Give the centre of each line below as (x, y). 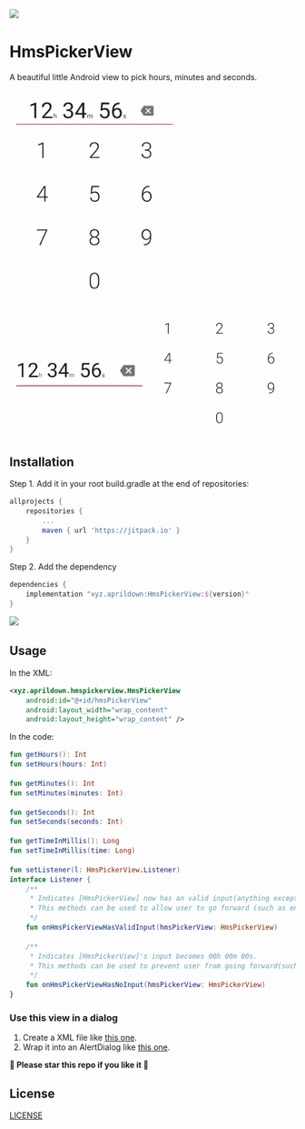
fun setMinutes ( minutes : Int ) (67, 793)
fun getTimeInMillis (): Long (64, 842)
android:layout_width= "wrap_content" (97, 710)
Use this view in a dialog (64, 1017)
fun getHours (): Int (49, 755)
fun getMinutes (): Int (52, 783)
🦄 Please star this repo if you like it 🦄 (79, 1065)
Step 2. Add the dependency (63, 567)
